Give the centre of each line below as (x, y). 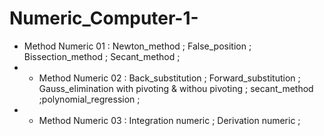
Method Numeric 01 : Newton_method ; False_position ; (137, 46)
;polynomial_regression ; (89, 99)
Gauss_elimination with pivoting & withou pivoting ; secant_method (176, 88)
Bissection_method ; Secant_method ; (102, 56)
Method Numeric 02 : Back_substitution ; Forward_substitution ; (169, 78)
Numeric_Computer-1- (104, 18)
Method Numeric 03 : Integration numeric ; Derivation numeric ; (169, 120)
